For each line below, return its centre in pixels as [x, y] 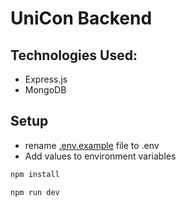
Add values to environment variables [100, 156]
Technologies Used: [74, 55]
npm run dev [35, 192]
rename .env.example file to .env [92, 145]
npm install [35, 174]
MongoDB [45, 90]
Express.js [46, 79]
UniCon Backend [81, 18]
